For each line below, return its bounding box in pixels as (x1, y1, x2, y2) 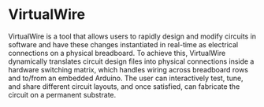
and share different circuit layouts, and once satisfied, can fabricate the (8, 81, 240, 91)
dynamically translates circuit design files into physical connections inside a (8, 57, 255, 66)
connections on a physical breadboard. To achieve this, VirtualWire (8, 48, 226, 57)
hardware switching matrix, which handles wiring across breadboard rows (8, 65, 248, 74)
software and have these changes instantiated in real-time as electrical (8, 39, 239, 49)
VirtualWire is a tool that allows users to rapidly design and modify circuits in (8, 31, 257, 41)
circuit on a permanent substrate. (8, 90, 117, 99)
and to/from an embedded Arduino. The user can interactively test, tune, (8, 73, 244, 83)
